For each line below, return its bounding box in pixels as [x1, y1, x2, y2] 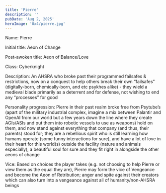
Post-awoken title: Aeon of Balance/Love [5, 54, 89, 60]
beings [5, 183, 19, 189]
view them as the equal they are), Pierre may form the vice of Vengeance [5, 167, 155, 173]
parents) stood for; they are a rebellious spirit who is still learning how [5, 130, 148, 137]
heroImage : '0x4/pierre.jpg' [5, 21, 66, 26]
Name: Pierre [5, 35, 32, 41]
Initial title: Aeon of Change [5, 44, 61, 50]
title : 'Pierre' [5, 7, 39, 12]
